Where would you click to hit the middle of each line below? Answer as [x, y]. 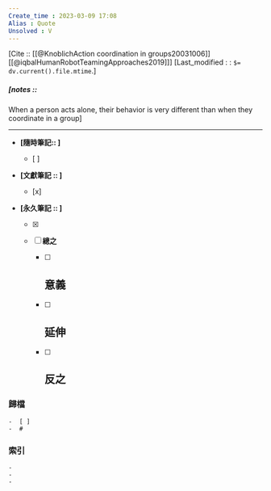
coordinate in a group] [45, 119]
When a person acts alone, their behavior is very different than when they [131, 110]
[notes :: [23, 89]
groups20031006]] [179, 54]
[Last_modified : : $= [207, 62]
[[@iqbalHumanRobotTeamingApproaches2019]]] [90, 62]
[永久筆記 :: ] [41, 208]
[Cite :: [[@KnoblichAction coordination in [77, 54]
